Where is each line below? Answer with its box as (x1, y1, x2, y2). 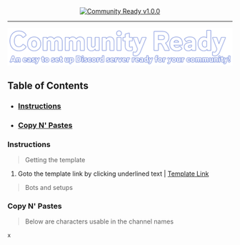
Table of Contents (7, 80, 89, 92)
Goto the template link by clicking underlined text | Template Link (17, 169, 209, 178)
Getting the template (24, 156, 86, 164)
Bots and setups (24, 184, 74, 192)
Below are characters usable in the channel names (24, 217, 174, 226)
